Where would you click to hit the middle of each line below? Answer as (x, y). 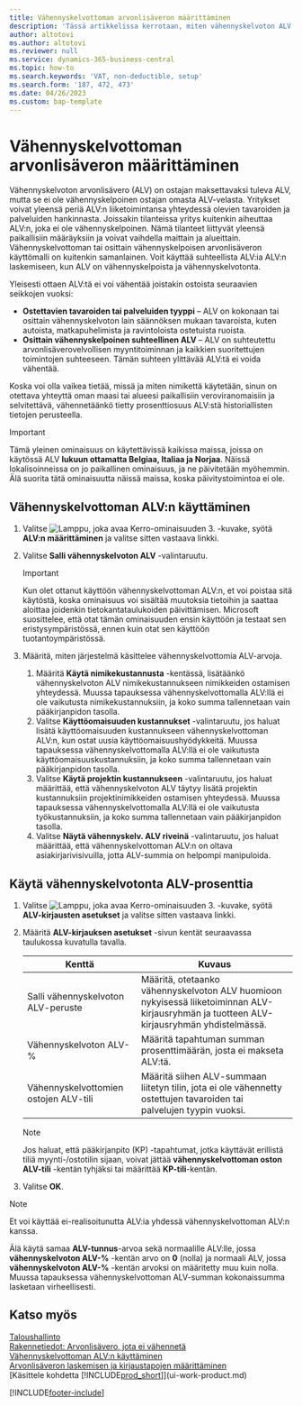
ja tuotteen (226, 1013)
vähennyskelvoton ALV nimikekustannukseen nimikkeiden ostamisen (163, 683)
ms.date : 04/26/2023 (48, 93)
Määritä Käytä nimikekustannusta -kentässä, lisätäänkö (140, 673)
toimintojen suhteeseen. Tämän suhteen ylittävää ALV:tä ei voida (142, 359)
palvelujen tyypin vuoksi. (193, 1109)
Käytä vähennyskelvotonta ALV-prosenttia (131, 884)
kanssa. (24, 1230)
